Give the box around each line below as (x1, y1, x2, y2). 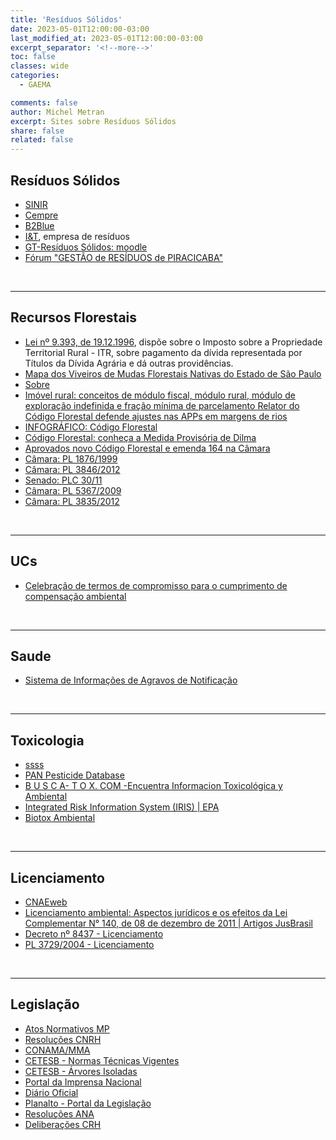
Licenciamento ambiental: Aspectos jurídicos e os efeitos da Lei (24, 907, 288, 918)
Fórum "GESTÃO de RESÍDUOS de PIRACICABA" (24, 251, 223, 263)
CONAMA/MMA (24, 1044, 91, 1056)
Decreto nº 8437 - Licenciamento (24, 928, 164, 940)
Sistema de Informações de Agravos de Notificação (24, 674, 238, 686)
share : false (10, 126, 65, 136)
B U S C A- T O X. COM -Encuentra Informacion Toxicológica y (24, 780, 283, 792)
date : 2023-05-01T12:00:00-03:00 (10, 24, 150, 34)
